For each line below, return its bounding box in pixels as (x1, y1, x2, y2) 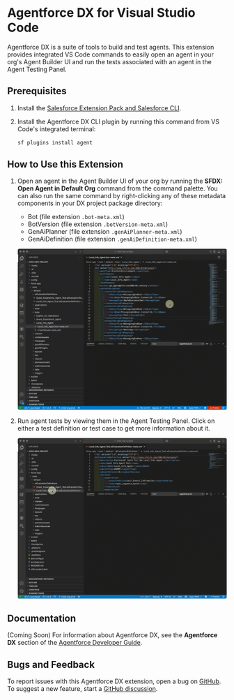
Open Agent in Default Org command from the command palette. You (17, 184, 218, 193)
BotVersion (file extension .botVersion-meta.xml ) (27, 220, 169, 228)
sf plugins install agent (17, 139, 93, 146)
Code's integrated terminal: (17, 124, 96, 133)
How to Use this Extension (7, 158, 124, 170)
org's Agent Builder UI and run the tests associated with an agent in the (7, 57, 212, 66)
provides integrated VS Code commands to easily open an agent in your (7, 50, 214, 59)
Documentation (7, 612, 77, 624)
